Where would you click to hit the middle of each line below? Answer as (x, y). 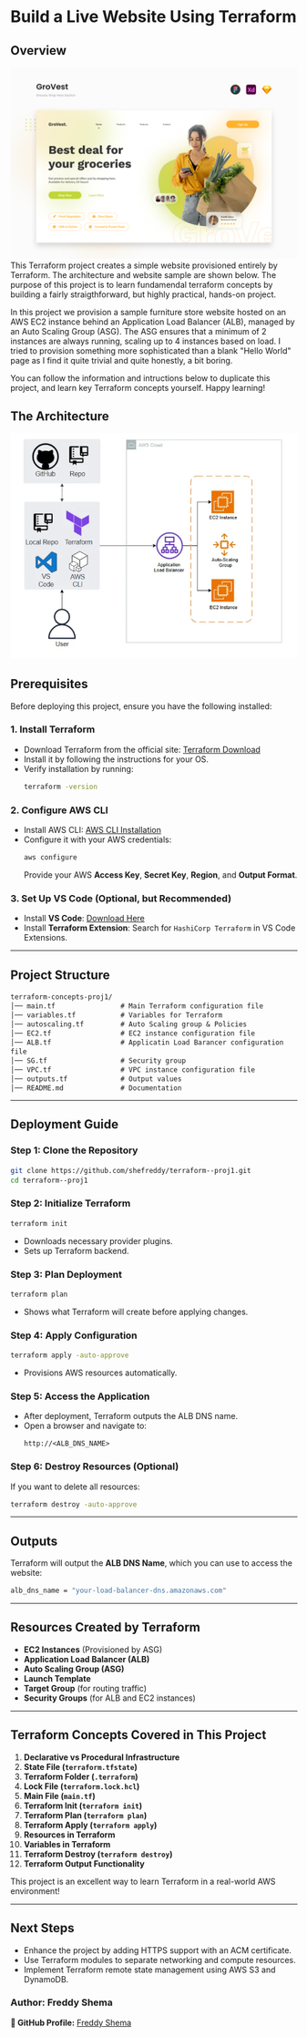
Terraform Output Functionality (84, 1863)
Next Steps (42, 1928)
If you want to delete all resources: (75, 1487)
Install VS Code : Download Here (84, 919)
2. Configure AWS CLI (59, 810)
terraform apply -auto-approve (70, 1355)
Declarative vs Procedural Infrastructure (102, 1757)
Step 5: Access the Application (80, 1396)
